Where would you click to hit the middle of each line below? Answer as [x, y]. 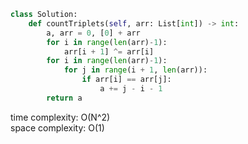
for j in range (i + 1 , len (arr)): [135, 70]
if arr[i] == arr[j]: [126, 80]
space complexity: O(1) [57, 127]
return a [64, 98]
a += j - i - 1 [131, 89]
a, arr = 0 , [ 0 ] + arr [93, 33]
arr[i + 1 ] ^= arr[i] [109, 51]
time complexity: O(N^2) [60, 117]
